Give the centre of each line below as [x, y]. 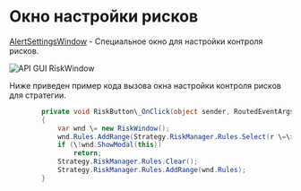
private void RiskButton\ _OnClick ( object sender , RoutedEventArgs [168, 111]
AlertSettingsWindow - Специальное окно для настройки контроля [136, 41]
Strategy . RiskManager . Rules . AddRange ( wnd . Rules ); [151, 170]
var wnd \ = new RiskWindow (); [113, 128]
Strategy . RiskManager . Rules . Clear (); [128, 162]
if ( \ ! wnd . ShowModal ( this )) [110, 145]
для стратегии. [38, 95]
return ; [87, 153]
